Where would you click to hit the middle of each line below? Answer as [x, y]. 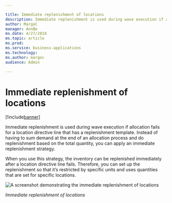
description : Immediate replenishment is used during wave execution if [84, 19]
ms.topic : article [25, 38]
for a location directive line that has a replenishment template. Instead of [82, 133]
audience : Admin [23, 62]
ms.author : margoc [25, 57]
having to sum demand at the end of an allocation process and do [75, 138]
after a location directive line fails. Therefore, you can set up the [73, 164]
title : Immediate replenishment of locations [55, 14]
